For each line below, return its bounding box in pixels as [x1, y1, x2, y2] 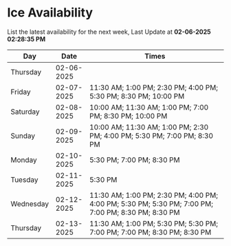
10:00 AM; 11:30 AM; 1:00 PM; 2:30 [89, 122, 209, 132]
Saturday [10, 107, 40, 116]
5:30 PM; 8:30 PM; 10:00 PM [89, 91, 185, 101]
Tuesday [10, 174, 38, 184]
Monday [10, 155, 38, 165]
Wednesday [10, 198, 49, 208]
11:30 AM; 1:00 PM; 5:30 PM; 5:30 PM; [89, 218, 219, 228]
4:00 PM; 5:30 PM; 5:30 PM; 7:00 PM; [89, 198, 214, 208]
